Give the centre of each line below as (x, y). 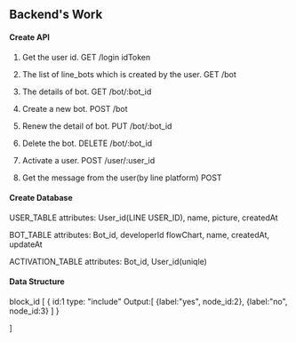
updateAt (26, 244)
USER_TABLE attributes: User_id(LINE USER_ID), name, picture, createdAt (144, 218)
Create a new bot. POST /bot (75, 108)
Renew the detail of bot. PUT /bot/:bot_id (97, 126)
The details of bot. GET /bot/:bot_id (87, 91)
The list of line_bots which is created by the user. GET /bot (129, 74)
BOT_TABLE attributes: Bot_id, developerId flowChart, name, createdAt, (139, 235)
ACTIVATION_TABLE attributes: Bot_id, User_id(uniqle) (108, 261)
